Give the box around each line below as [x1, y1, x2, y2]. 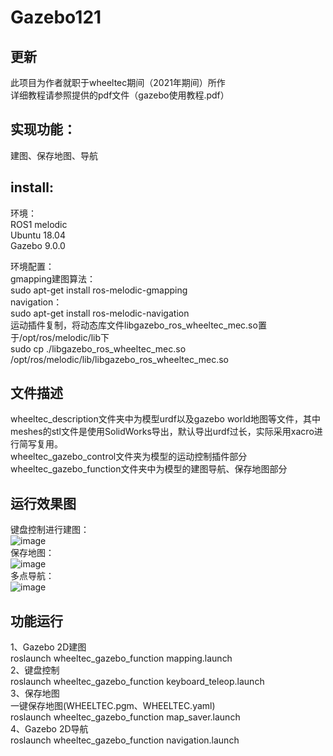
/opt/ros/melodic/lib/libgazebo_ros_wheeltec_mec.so [10, 353, 229, 365]
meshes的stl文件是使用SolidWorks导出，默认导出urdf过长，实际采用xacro [10, 426, 315, 438]
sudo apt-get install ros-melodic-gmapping [10, 284, 188, 296]
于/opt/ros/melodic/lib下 [10, 331, 110, 343]
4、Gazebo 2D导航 [10, 723, 89, 735]
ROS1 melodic [10, 218, 68, 230]
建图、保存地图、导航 [10, 149, 98, 161]
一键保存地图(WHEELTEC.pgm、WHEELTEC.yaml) [10, 700, 216, 712]
